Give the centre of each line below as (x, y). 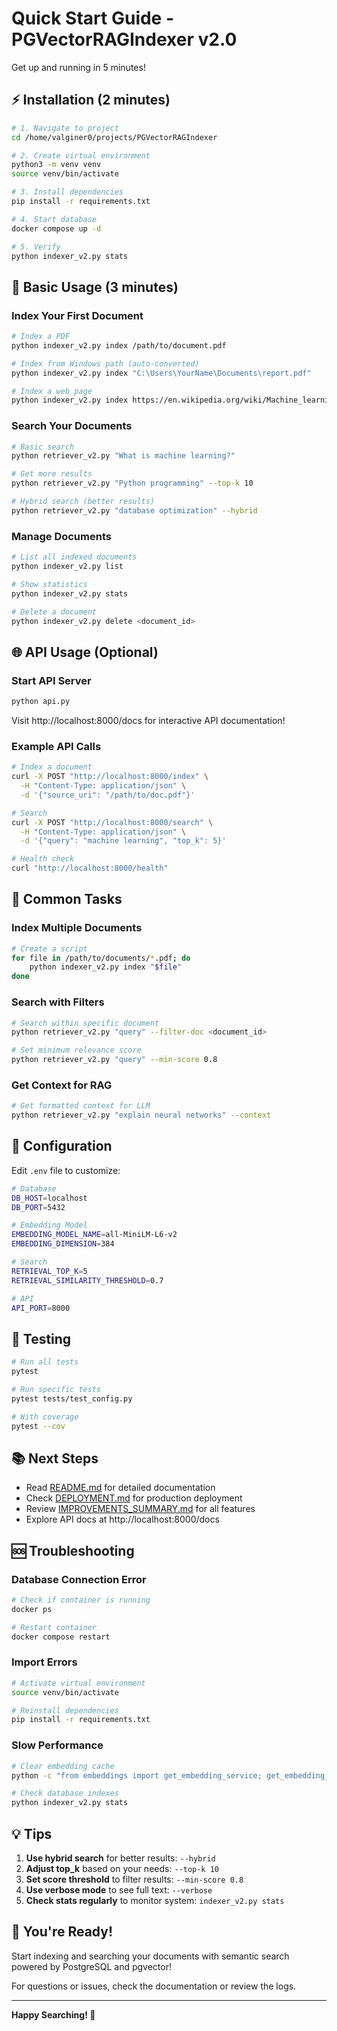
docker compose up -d (56, 228)
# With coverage (45, 1417)
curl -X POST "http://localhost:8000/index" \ (110, 777)
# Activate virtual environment (78, 1683)
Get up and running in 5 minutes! (78, 67)
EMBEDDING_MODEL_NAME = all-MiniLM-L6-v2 (94, 1235)
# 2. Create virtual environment (81, 155)
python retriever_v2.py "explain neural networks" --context (141, 1115)
